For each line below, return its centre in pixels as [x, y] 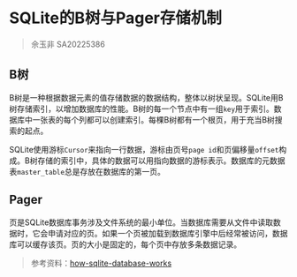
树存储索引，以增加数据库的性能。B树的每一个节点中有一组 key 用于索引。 [141, 109]
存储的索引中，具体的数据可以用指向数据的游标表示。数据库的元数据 [161, 161]
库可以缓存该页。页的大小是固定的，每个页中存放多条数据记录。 [125, 244]
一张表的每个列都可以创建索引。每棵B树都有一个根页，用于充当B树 [154, 119]
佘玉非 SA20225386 [68, 44]
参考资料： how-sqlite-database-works [101, 263]
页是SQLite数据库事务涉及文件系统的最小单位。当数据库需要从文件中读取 [141, 222]
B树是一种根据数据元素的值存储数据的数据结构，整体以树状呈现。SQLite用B [146, 97]
